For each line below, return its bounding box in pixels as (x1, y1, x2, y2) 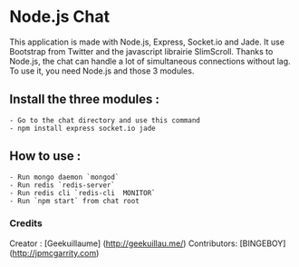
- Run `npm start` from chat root (9, 196, 140, 205)
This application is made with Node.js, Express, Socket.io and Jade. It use (9, 36, 285, 47)
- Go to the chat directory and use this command (9, 115, 201, 124)
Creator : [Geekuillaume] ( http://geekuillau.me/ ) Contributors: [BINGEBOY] (9, 238, 286, 249)
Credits (9, 217, 43, 230)
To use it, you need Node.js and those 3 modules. (9, 65, 195, 76)
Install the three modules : (9, 92, 160, 107)
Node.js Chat (9, 6, 111, 27)
